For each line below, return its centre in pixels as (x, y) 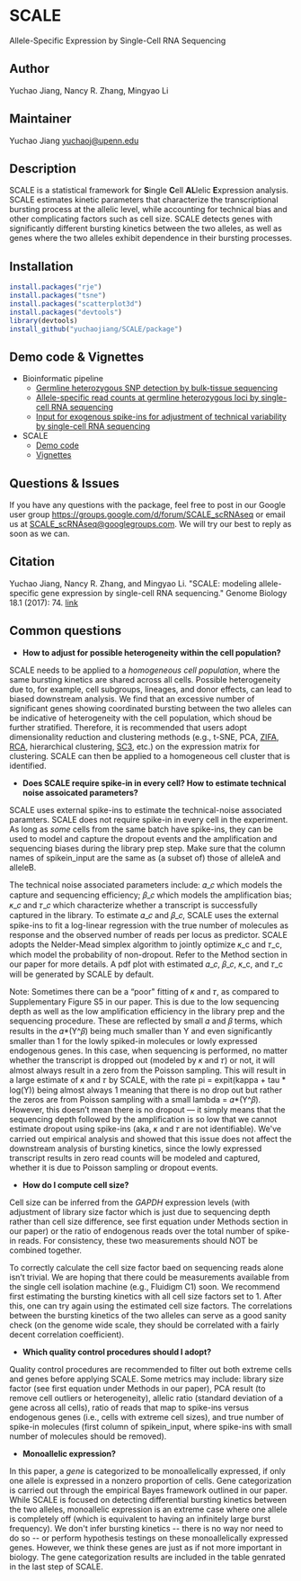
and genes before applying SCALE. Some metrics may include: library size (147, 1379)
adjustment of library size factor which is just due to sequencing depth (140, 1211)
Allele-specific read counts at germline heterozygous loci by (147, 397)
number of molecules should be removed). (88, 1436)
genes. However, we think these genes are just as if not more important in (146, 1547)
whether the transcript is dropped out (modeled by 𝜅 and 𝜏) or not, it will (142, 1060)
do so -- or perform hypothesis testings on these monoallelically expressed (149, 1538)
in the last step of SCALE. (56, 1567)
